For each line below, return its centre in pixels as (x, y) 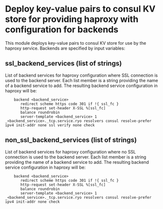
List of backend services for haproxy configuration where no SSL (71, 152)
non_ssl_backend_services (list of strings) (71, 140)
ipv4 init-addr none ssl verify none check (50, 125)
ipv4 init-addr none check (32, 202)
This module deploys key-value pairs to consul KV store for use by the (76, 43)
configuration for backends (62, 30)
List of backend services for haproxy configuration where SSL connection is (81, 75)
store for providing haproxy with (72, 19)
